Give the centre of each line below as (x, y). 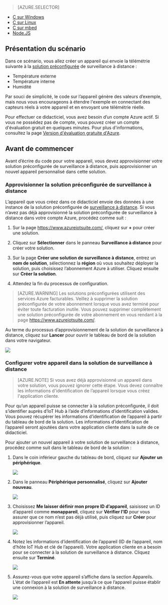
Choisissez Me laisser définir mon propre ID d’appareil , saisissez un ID (86, 506)
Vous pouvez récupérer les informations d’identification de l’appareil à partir (83, 416)
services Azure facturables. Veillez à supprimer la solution (77, 298)
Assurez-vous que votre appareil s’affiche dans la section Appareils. (83, 577)
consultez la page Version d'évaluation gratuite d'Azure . (63, 133)
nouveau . (23, 487)
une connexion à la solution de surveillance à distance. (69, 587)
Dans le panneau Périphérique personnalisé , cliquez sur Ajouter (80, 482)
